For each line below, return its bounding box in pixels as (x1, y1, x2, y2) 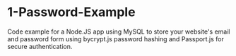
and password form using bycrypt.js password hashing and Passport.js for (7, 34, 224, 43)
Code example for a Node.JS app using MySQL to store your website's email (7, 27, 231, 36)
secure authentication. (7, 42, 73, 50)
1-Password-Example (7, 4, 136, 20)
